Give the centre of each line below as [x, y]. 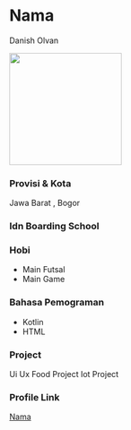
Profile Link [35, 397]
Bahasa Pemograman [57, 303]
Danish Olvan [34, 40]
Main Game [44, 279]
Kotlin [33, 322]
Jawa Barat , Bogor [45, 203]
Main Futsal [44, 270]
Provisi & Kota [40, 183]
